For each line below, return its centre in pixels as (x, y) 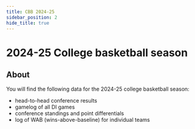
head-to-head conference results (56, 101)
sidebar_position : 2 (32, 17)
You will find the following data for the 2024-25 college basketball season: (98, 89)
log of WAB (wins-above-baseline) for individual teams (82, 120)
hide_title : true (28, 23)
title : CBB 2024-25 (31, 12)
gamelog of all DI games (45, 107)
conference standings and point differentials (69, 113)
